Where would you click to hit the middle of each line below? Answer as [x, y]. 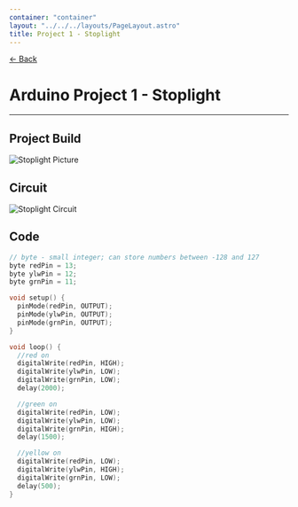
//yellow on [39, 453]
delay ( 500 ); [39, 486]
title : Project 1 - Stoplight [65, 34]
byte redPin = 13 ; [43, 265]
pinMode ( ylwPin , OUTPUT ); [65, 315]
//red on [33, 355]
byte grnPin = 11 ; [43, 282]
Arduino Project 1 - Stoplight [115, 95]
